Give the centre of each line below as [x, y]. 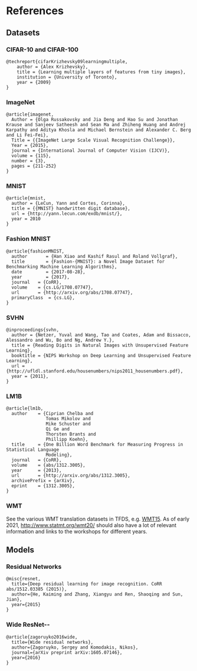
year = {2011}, [30, 377]
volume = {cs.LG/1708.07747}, [52, 287]
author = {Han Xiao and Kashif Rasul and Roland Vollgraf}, [95, 256]
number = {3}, [29, 161]
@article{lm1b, [25, 408]
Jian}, [14, 600]
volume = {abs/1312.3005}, [48, 465]
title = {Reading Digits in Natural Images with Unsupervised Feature [100, 346]
